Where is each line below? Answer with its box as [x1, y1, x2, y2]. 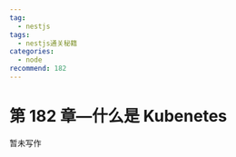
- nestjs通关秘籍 [17, 38, 78, 48]
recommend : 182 [9, 64, 67, 74]
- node [17, 55, 43, 64]
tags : [9, 30, 30, 39]
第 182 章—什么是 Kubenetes [9, 106, 228, 127]
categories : [9, 47, 54, 56]
